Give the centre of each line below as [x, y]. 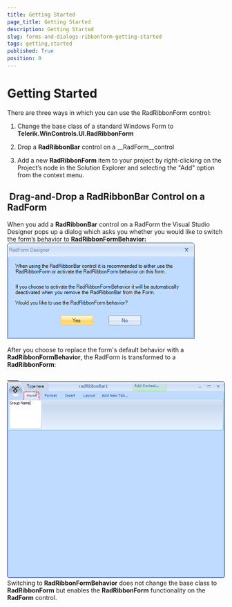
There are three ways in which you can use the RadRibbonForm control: [109, 112]
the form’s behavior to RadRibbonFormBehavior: [77, 239]
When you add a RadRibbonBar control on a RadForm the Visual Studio [109, 224]
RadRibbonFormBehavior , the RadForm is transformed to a [91, 357]
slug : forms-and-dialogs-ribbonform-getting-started [85, 37]
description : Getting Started [51, 29]
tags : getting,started [40, 44]
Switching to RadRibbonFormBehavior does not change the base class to [112, 583]
